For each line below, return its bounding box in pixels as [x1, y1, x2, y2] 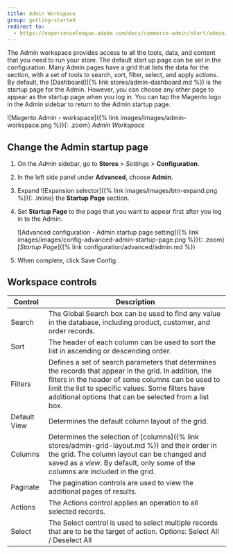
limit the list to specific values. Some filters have [48, 383, 205, 393]
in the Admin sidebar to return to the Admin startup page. [7, 100, 171, 108]
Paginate [10, 482, 40, 492]
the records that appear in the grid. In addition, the [48, 366, 212, 376]
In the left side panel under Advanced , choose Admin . [17, 173, 173, 181]
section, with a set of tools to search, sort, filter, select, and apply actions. [7, 71, 218, 79]
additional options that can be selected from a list [48, 392, 209, 401]
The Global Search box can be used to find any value [48, 308, 221, 318]
